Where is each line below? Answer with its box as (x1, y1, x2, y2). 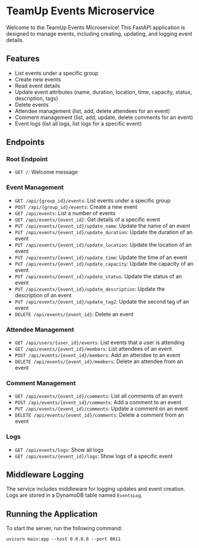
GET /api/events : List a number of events (14, 209, 116, 216)
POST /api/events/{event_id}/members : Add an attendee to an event (14, 352, 181, 359)
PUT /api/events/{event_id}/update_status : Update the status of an (14, 272, 182, 280)
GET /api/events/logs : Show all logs (14, 446, 104, 453)
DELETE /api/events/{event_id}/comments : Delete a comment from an (14, 411, 184, 418)
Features (6, 53, 40, 64)
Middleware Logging (6, 470, 84, 480)
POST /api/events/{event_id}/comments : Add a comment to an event (14, 399, 182, 406)
